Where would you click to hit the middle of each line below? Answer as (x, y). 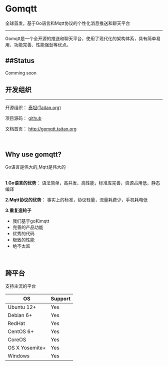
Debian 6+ (20, 315)
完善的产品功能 (28, 227)
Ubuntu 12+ (22, 307)
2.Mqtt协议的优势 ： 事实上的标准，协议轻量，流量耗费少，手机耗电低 (76, 200)
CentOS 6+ (21, 331)
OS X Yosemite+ (27, 348)
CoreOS (17, 339)
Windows (19, 356)
